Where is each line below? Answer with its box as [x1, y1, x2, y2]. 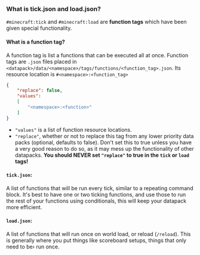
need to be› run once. [6, 243, 60, 250]
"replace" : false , [17, 88, 63, 94]
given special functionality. [6, 24, 72, 32]
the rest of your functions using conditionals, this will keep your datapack [6, 197, 187, 204]
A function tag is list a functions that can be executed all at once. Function [6, 51, 189, 58]
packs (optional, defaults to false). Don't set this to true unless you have [14, 139, 192, 146]
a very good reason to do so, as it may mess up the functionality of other [14, 145, 194, 152]
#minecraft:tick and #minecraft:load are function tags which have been [6, 18, 187, 26]
